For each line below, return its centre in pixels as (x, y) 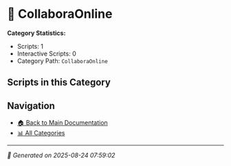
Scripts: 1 (30, 46)
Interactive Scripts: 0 (47, 54)
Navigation (31, 106)
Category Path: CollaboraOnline (62, 60)
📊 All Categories (41, 133)
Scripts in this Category (59, 83)
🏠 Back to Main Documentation (62, 123)
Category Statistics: (36, 33)
